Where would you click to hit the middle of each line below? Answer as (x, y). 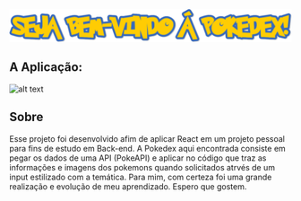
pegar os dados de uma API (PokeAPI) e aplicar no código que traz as (138, 158)
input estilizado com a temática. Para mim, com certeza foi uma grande (141, 177)
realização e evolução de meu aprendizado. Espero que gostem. (128, 186)
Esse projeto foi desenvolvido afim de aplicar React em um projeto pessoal (147, 138)
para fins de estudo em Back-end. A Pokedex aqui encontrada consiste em (148, 148)
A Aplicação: (46, 67)
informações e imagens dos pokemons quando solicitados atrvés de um (142, 167)
